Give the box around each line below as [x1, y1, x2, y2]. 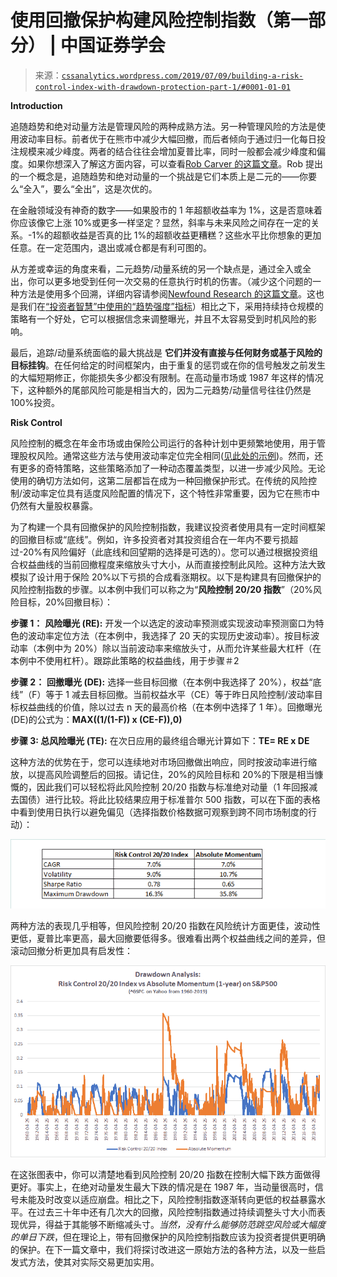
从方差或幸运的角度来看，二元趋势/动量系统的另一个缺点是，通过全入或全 [10, 262, 312, 275]
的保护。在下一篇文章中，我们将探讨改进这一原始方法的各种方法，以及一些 [10, 1244, 317, 1256]
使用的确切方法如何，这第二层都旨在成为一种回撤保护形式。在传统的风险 [10, 474, 308, 486]
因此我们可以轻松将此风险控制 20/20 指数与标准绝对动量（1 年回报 [36, 781, 310, 793]
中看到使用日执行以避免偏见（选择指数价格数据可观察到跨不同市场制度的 [10, 806, 308, 818]
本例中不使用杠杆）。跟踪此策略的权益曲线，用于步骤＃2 [10, 654, 240, 666]
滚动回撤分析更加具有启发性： [10, 944, 133, 956]
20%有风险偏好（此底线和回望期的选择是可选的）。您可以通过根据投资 [22, 546, 310, 558]
